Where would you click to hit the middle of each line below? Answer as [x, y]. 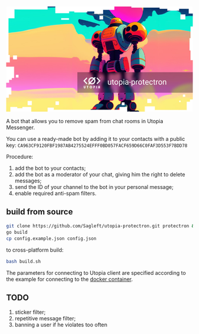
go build [17, 232]
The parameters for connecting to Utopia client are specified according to [96, 272]
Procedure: [20, 156]
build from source [39, 212]
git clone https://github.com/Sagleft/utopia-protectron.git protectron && [102, 226]
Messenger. [21, 127]
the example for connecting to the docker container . [70, 279]
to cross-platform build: [35, 250]
